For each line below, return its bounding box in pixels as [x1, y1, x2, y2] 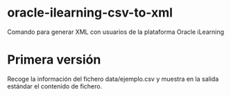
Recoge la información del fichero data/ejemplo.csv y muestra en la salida [7, 75, 219, 83]
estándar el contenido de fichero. [7, 81, 103, 90]
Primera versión [7, 52, 101, 68]
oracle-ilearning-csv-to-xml [7, 5, 173, 21]
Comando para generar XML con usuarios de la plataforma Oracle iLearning [7, 28, 224, 36]
